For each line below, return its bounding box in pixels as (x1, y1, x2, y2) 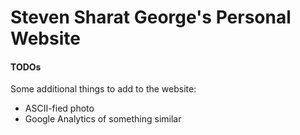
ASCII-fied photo (24, 102, 95, 115)
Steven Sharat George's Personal (10, 6, 292, 29)
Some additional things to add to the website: (10, 83, 197, 95)
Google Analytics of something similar (24, 113, 182, 125)
